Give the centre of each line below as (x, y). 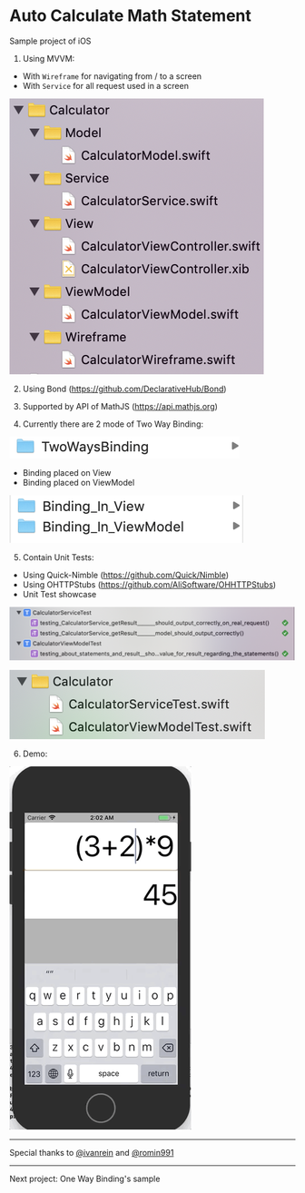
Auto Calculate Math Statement (131, 16)
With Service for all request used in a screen (105, 85)
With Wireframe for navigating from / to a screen (112, 76)
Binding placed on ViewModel (79, 482)
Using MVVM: (49, 58)
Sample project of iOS (50, 41)
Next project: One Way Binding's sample (85, 1179)
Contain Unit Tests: (58, 557)
